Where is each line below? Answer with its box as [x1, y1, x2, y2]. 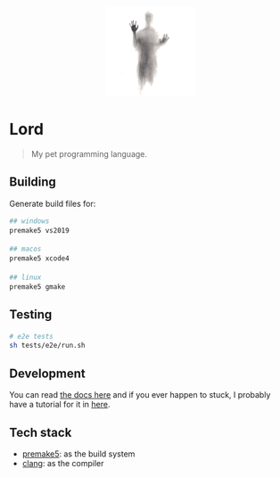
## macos [9, 244, 42, 254]
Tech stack [9, 424, 72, 440]
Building [9, 175, 56, 190]
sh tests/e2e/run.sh [9, 341, 86, 350]
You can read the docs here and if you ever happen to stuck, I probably [9, 390, 271, 400]
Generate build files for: [9, 198, 96, 209]
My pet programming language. [30, 148, 148, 159]
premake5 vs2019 [9, 226, 70, 234]
